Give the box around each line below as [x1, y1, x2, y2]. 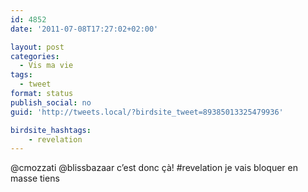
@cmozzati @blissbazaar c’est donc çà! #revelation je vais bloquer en [10, 162, 298, 174]
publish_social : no [10, 97, 92, 108]
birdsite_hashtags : [10, 125, 92, 135]
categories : [10, 51, 60, 61]
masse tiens [10, 172, 60, 185]
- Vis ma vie [19, 61, 74, 71]
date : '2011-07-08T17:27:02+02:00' [10, 24, 159, 34]
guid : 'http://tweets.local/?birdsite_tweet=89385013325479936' [10, 107, 284, 117]
